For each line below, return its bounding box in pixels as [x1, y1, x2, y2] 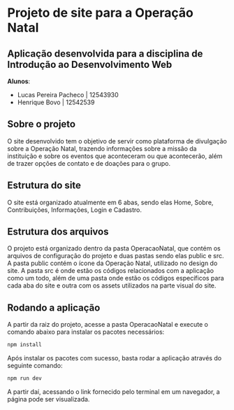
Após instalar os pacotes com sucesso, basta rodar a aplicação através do [7, 354, 222, 362]
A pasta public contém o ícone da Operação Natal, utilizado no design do [7, 259, 218, 267]
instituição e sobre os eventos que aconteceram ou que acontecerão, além [7, 152, 223, 160]
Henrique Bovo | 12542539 [17, 98, 95, 106]
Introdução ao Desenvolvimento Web [7, 58, 173, 71]
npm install [7, 341, 42, 348]
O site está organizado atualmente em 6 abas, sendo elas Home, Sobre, [7, 198, 214, 206]
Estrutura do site [7, 180, 82, 192]
